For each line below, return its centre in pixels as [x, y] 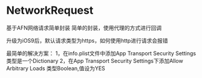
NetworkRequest [50, 10]
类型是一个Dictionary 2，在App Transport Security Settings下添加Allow [95, 61]
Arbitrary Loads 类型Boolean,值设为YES [56, 68]
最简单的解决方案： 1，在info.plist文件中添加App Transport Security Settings [101, 53]
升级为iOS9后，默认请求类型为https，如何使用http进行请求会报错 [87, 40]
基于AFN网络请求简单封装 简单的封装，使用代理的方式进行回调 [84, 28]
